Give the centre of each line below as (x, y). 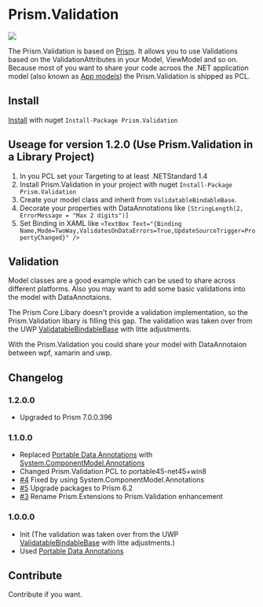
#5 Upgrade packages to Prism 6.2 (76, 488)
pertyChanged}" (44, 238)
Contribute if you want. (45, 594)
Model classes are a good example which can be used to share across (122, 280)
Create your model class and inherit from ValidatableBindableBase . (128, 199)
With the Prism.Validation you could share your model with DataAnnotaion (128, 345)
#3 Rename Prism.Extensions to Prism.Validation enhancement (121, 497)
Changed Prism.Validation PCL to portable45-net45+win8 (113, 472)
